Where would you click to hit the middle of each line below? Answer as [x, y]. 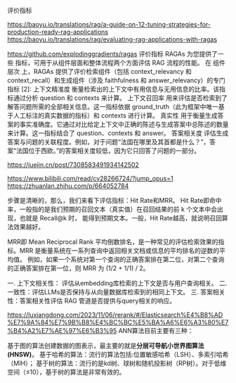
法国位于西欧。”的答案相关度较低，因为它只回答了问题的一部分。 [109, 151]
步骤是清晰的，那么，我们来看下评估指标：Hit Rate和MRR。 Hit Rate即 [109, 200]
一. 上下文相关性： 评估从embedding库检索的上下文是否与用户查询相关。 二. [117, 283]
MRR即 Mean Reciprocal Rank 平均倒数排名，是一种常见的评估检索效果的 [113, 242]
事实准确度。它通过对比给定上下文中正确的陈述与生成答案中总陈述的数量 [124, 124]
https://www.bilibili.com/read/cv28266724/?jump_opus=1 [90, 178]
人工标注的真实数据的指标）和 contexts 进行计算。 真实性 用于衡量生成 [115, 115]
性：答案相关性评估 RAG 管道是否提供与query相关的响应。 [91, 301]
